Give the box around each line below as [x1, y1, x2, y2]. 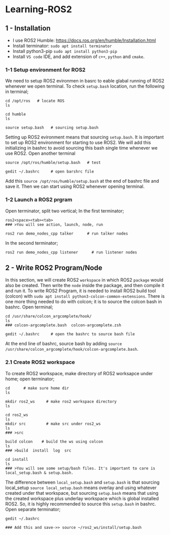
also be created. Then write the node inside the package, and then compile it [5, 283, 164, 289]
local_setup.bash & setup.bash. [5, 470, 74, 475]
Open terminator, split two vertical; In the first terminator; [5, 208, 124, 214]
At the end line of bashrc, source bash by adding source [5, 341, 122, 347]
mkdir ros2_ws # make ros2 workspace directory [5, 399, 117, 404]
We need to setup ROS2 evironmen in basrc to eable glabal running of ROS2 [5, 78, 164, 84]
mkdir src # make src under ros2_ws [5, 421, 101, 426]
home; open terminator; [5, 376, 55, 382]
